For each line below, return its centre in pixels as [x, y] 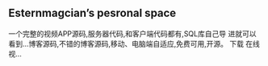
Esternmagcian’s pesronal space [92, 13]
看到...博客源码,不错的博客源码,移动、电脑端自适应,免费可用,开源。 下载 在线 [134, 43]
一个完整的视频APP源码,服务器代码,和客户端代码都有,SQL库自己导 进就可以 [132, 33]
